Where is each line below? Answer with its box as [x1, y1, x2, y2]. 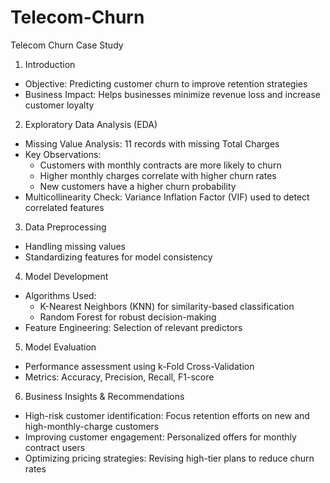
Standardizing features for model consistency [24, 251, 213, 263]
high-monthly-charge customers [24, 420, 160, 432]
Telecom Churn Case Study [10, 39, 124, 51]
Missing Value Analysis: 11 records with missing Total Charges [24, 137, 280, 150]
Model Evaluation [24, 341, 97, 353]
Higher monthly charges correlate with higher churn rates [39, 169, 277, 181]
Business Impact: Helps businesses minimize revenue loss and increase [24, 88, 321, 100]
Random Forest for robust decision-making [39, 311, 217, 323]
